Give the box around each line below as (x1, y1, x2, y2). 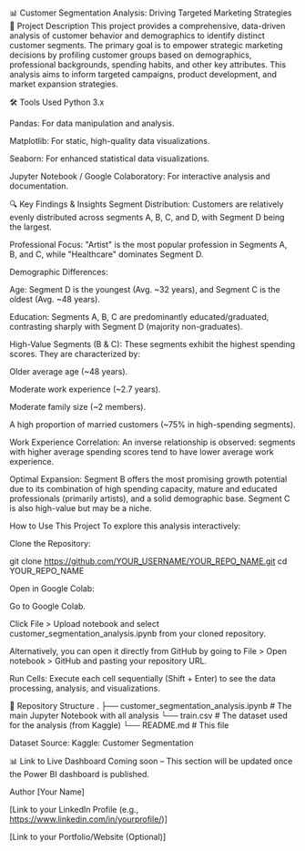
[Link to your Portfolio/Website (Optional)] (9, 832, 167, 842)
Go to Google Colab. (9, 600, 86, 611)
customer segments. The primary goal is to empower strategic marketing (9, 40, 284, 50)
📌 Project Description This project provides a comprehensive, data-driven (9, 21, 286, 31)
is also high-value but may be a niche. (9, 503, 152, 513)
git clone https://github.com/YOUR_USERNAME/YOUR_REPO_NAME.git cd (9, 556, 288, 567)
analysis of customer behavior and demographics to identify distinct (9, 30, 266, 41)
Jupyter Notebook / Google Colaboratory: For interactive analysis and (9, 171, 270, 181)
